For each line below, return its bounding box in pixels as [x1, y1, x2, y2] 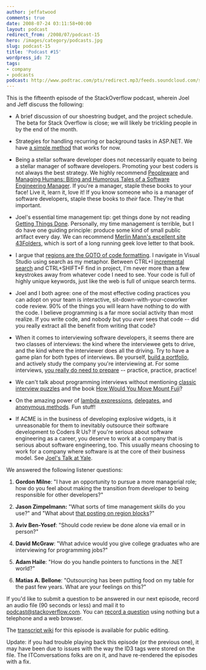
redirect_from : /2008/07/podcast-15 [6, 32, 100, 38]
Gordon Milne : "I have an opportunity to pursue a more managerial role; [15, 478, 197, 485]
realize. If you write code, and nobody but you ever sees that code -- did [15, 315, 199, 323]
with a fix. [6, 658, 31, 666]
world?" [15, 565, 36, 572]
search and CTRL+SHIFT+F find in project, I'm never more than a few [15, 264, 190, 272]
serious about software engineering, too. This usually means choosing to [15, 441, 200, 449]
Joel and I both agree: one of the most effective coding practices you [15, 290, 191, 297]
